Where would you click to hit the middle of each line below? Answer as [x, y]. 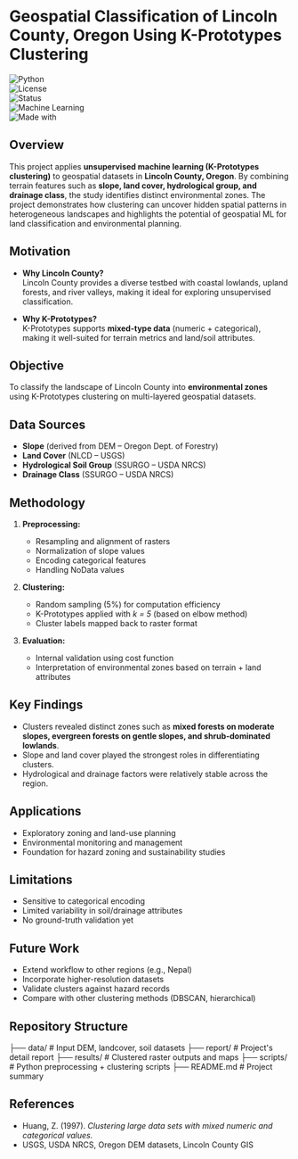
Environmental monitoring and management [102, 842]
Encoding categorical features [91, 560]
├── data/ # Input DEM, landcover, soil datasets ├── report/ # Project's [141, 1048]
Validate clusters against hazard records [96, 989]
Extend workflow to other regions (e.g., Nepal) [107, 970]
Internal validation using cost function [105, 658]
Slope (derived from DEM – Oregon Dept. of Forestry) [120, 446]
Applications [45, 811]
